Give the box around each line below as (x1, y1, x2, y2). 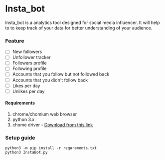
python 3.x (12, 116, 35, 122)
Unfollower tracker (12, 54, 51, 60)
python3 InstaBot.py (5, 150, 48, 155)
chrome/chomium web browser (12, 111, 77, 117)
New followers (12, 48, 42, 55)
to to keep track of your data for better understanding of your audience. (5, 24, 153, 30)
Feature (5, 37, 24, 44)
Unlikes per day (12, 88, 45, 94)
